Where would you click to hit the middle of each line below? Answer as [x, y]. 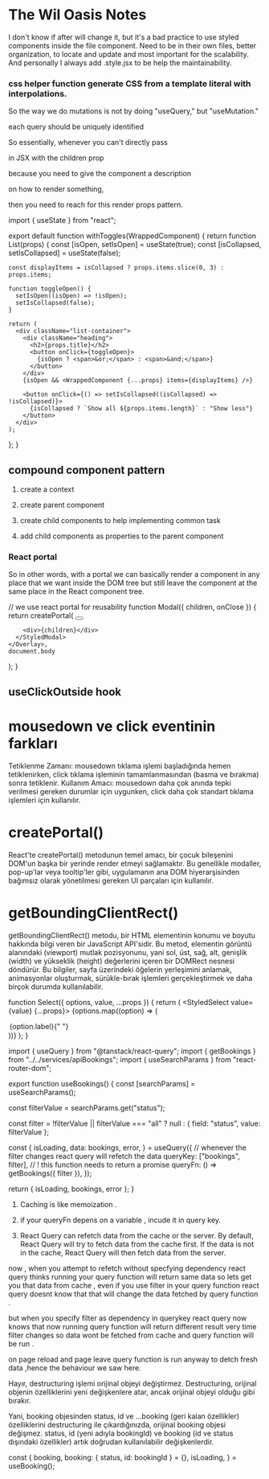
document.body [32, 652]
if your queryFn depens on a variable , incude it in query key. [120, 1220]
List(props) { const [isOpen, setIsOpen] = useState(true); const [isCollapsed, [135, 245]
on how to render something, [56, 189]
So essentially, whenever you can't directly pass [88, 142]
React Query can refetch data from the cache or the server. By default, [137, 1235]
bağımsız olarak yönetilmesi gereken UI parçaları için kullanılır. [111, 880]
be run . [21, 1343]
